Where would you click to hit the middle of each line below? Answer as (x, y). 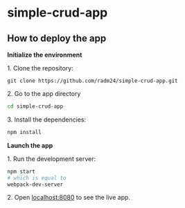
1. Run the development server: (52, 159)
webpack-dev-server (35, 185)
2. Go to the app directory (44, 94)
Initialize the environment (45, 55)
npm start (21, 171)
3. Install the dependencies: (47, 120)
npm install (24, 132)
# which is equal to (37, 178)
